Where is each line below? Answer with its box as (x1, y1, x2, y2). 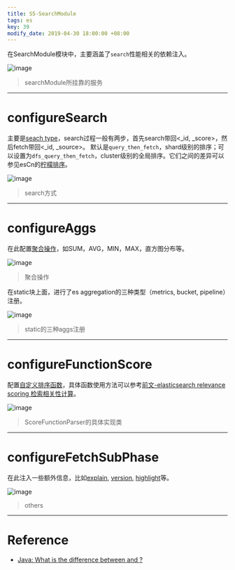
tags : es (7, 17, 33, 24)
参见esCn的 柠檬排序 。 (7, 161, 72, 169)
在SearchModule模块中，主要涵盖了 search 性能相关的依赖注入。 (7, 50, 191, 58)
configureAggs (7, 220, 97, 236)
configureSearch (7, 110, 108, 126)
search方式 (24, 189, 57, 197)
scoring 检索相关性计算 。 (7, 390, 80, 398)
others (24, 501, 43, 509)
